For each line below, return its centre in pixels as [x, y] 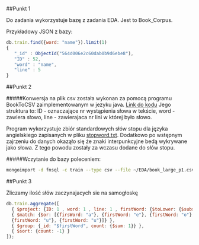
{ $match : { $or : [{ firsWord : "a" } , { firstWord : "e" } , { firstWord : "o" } [102, 215]
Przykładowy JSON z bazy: [39, 31]
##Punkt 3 [19, 181]
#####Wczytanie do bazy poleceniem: [54, 159]
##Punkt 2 [19, 87]
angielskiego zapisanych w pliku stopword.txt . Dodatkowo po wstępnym [94, 135]
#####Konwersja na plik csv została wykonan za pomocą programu [89, 98]
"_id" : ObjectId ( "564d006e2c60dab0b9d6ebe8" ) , [74, 53]
